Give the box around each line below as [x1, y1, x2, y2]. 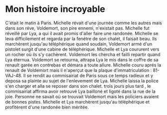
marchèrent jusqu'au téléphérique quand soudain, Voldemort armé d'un [5, 41, 153, 47]
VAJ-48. [5, 72, 22, 78]
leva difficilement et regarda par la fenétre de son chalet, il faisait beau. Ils [5, 36, 157, 42]
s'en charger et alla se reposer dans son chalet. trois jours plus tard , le [5, 83, 151, 89]
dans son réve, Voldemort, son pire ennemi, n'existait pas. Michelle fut [5, 25, 150, 31]
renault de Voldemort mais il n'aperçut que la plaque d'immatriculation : [5, 67, 152, 73]
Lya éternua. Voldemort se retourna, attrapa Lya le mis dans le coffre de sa [5, 57, 159, 62]
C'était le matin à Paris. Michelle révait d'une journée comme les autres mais [5, 20, 162, 26]
